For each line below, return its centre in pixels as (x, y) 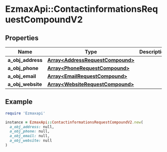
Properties (22, 38)
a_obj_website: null (31, 141)
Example (19, 102)
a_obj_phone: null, (30, 131)
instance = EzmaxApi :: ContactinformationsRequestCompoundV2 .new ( (74, 122)
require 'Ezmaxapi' (25, 113)
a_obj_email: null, (30, 136)
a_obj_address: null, (32, 127)
